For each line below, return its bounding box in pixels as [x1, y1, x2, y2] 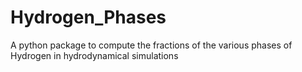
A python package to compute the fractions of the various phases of [10, 39, 293, 51]
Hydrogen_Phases [10, 6, 167, 29]
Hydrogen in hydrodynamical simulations [10, 49, 179, 61]
